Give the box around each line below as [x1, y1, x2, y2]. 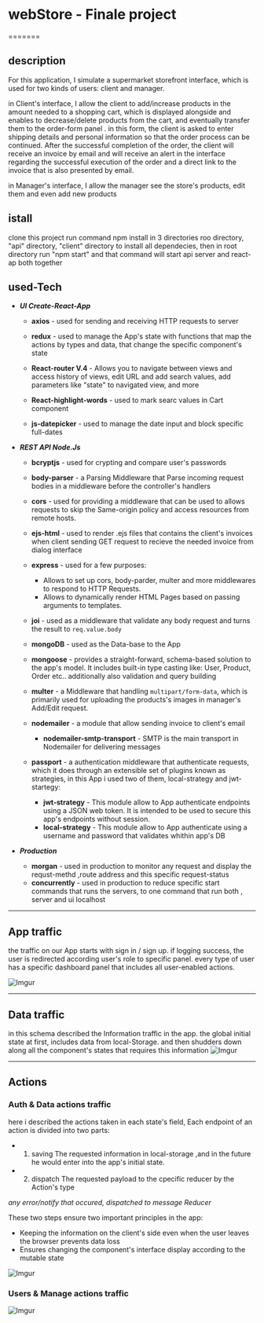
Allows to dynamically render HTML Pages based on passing [42, 592, 240, 602]
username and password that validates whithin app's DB [42, 831, 225, 841]
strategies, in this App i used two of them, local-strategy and [31, 774, 228, 783]
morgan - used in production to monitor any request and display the [31, 862, 252, 871]
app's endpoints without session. [42, 815, 151, 824]
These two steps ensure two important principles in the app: [8, 1212, 203, 1222]
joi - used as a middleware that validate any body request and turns [31, 616, 251, 625]
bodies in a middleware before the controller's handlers [31, 482, 211, 491]
